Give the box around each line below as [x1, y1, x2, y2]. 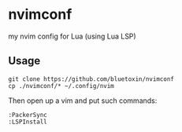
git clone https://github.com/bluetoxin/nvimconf [8, 75, 175, 83]
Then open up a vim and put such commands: [8, 96, 158, 105]
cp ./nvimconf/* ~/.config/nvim [8, 82, 114, 90]
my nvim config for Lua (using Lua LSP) [8, 31, 136, 41]
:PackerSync [8, 111, 47, 119]
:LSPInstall [8, 118, 47, 126]
